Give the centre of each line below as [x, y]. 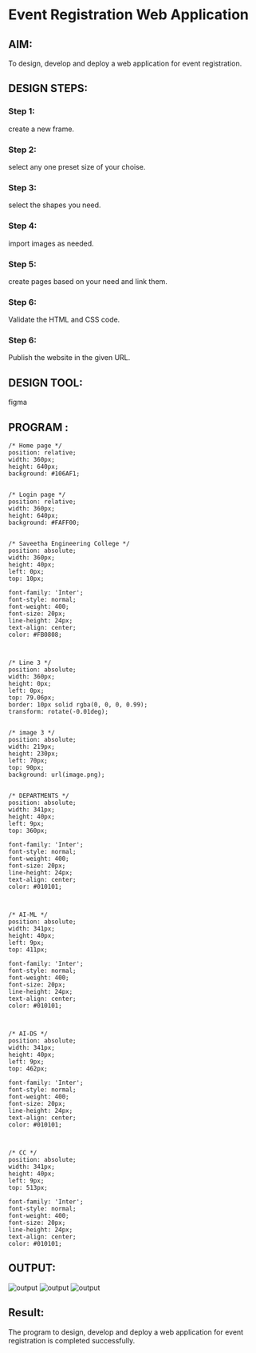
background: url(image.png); [57, 775]
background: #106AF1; [44, 474]
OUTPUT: [32, 1269]
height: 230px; [33, 754]
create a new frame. [41, 129]
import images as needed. [51, 243]
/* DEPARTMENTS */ [39, 796]
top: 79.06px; [32, 698]
